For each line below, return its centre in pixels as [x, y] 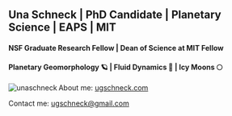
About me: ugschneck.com [103, 88]
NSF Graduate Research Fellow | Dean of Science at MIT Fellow [116, 48]
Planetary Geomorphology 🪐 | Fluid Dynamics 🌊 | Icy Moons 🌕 [116, 67]
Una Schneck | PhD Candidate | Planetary [115, 15]
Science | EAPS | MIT [63, 28]
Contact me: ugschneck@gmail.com [69, 104]
